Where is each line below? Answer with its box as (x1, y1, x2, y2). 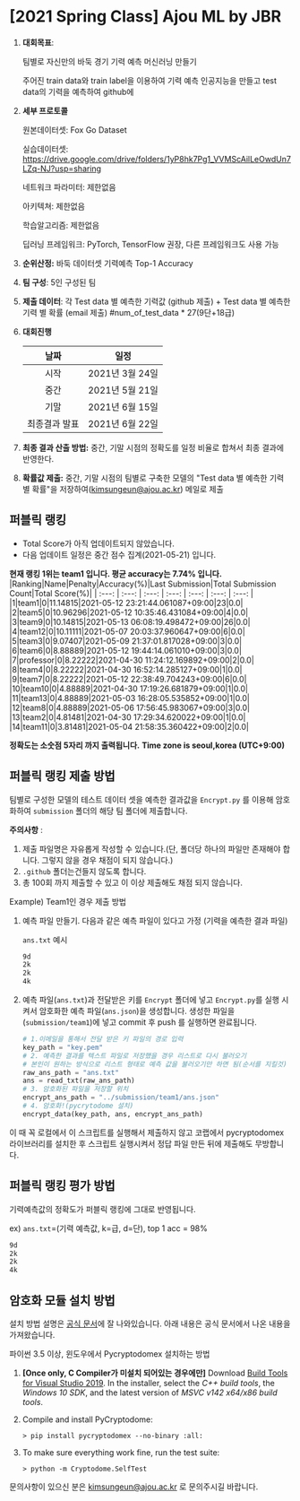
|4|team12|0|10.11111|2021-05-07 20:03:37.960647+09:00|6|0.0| (9, 626, 246, 637)
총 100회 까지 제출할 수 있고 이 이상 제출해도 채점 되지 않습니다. (21, 877, 244, 888)
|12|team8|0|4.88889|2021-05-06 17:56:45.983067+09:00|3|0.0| (9, 702, 251, 713)
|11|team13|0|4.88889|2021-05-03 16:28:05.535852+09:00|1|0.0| (9, 692, 251, 703)
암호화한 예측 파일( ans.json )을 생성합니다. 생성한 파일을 (39, 1006, 236, 1017)
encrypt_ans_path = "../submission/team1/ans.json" (21, 1093, 219, 1102)
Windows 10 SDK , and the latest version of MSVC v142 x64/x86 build (21, 1387, 278, 1398)
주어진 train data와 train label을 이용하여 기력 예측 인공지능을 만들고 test (21, 74, 278, 86)
